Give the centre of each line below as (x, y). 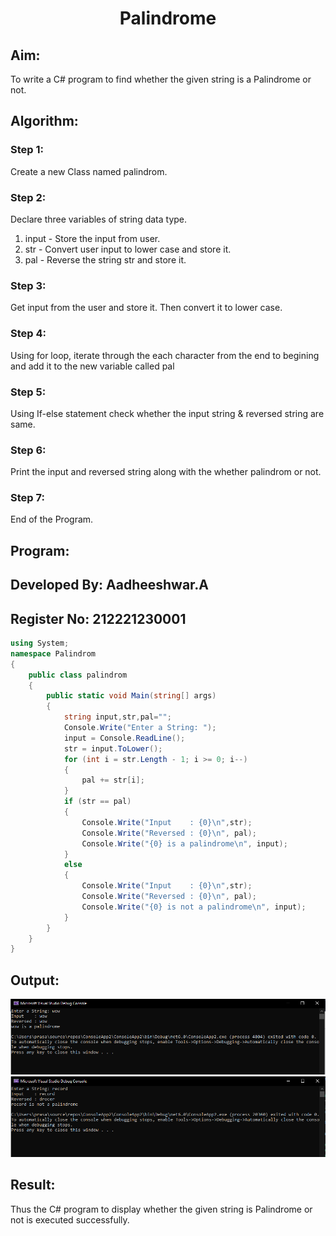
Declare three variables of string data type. (99, 219)
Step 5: (28, 392)
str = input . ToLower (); (113, 748)
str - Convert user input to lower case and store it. (128, 249)
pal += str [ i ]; (113, 780)
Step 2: (28, 197)
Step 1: (27, 150)
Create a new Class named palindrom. (89, 171)
